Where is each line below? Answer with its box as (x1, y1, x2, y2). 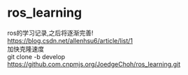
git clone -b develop (7, 52, 66, 60)
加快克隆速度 (7, 44, 44, 53)
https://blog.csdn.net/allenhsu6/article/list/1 (7, 36, 133, 44)
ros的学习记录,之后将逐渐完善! (7, 28, 94, 37)
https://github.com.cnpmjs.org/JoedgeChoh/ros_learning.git (7, 60, 180, 68)
